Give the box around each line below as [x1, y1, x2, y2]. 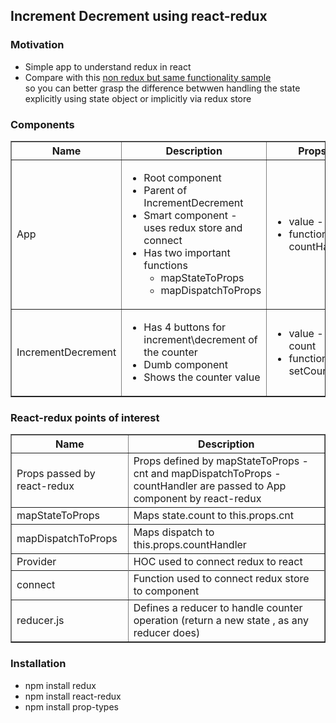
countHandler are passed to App [133, 479, 287, 493]
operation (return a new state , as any [133, 614, 309, 628]
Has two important [143, 245, 231, 259]
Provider [16, 555, 57, 569]
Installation [10, 657, 67, 671]
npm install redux [24, 679, 97, 691]
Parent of [143, 183, 188, 197]
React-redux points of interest [10, 410, 160, 424]
